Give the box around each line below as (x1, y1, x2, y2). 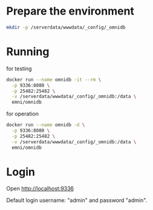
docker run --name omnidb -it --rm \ (6, 76, 102, 83)
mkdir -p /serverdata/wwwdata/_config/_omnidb (6, 24, 126, 30)
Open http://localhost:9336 (6, 185, 74, 192)
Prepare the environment (6, 4, 135, 18)
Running (6, 45, 50, 58)
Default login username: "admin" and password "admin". (6, 197, 148, 204)
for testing (6, 65, 32, 72)
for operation (6, 110, 39, 118)
